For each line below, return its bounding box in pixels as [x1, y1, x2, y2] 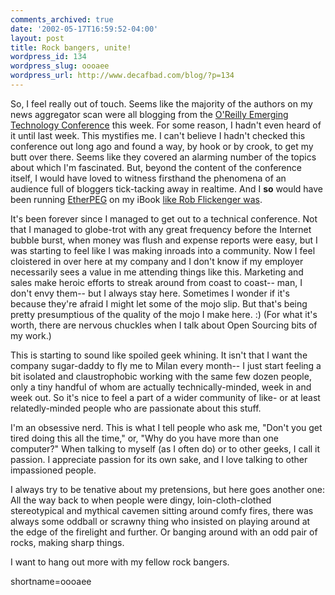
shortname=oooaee [10, 575, 92, 587]
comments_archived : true [10, 14, 114, 25]
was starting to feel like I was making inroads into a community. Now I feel [10, 244, 316, 256]
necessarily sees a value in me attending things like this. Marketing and [10, 266, 304, 278]
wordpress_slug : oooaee [10, 61, 110, 71]
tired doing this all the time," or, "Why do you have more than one [10, 432, 279, 444]
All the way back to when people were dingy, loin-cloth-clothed [10, 494, 272, 506]
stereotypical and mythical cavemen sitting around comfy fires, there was [10, 504, 314, 516]
